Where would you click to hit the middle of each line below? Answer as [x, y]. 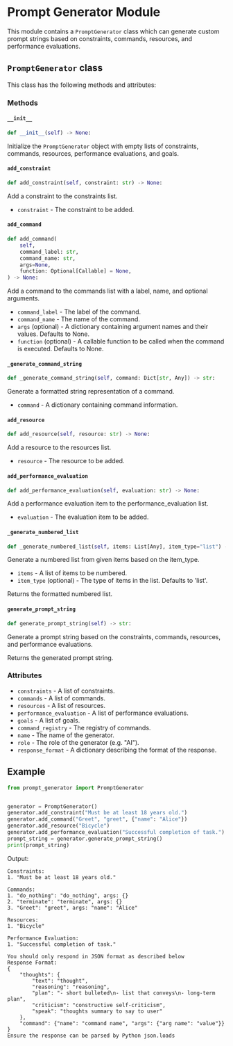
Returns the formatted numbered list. [60, 594]
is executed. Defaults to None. [60, 349]
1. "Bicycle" [26, 926]
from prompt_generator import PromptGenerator [76, 788]
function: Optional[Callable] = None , [76, 271]
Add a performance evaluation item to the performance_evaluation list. [108, 504]
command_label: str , [49, 252]
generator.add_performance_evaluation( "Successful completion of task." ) [116, 832]
